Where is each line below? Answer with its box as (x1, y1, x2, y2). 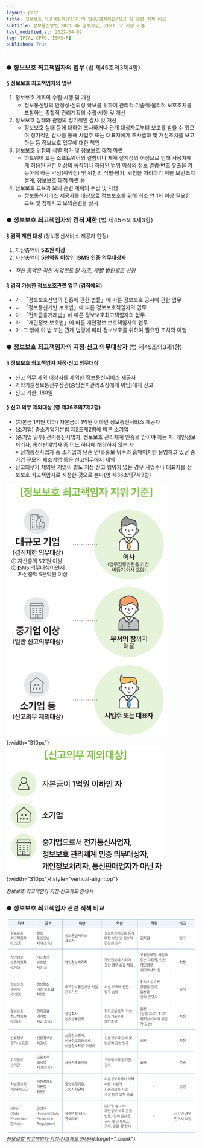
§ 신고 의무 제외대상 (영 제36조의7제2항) (6, 404, 101, 411)
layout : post (6, 10, 39, 16)
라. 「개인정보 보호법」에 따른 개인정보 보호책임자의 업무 (14, 319, 148, 326)
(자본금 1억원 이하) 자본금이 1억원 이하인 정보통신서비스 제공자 (14, 418, 160, 425)
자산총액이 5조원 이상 (14, 247, 65, 254)
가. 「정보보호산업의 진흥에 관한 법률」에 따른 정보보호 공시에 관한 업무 (14, 296, 182, 304)
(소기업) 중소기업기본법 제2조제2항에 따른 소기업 (14, 426, 129, 433)
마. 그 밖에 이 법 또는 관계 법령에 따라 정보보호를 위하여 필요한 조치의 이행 (14, 326, 187, 334)
